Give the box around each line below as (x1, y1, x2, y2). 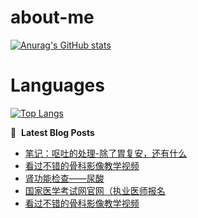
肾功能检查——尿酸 (24, 172, 105, 184)
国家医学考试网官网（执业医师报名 (24, 184, 166, 196)
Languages (10, 74, 105, 97)
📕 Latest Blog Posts (10, 126, 95, 138)
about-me (10, 6, 95, 29)
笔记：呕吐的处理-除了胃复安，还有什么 (24, 147, 188, 159)
